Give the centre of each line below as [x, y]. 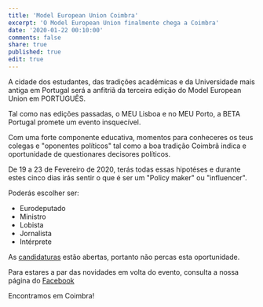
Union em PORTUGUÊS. [47, 98]
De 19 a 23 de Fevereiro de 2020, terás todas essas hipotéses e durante [124, 169]
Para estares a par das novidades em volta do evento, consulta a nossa [124, 272]
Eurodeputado [42, 208]
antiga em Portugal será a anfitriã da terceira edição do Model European [125, 90]
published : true [35, 52]
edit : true [26, 60]
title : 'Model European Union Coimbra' [73, 15]
